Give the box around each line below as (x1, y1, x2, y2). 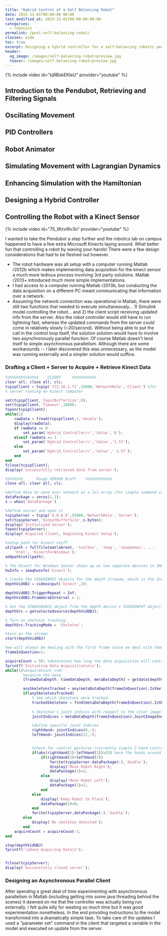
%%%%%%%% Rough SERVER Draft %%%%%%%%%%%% (5, 476, 112, 481)
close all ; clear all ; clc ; (5, 481, 64, 486)
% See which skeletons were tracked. (31, 696, 110, 701)
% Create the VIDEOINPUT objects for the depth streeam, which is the (5, 577, 155, 582)
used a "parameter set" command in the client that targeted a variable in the (5, 920, 161, 926)
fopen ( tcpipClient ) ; (5, 407, 48, 412)
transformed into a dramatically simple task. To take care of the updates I (5, 915, 155, 921)
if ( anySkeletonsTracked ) (23, 691, 75, 696)
